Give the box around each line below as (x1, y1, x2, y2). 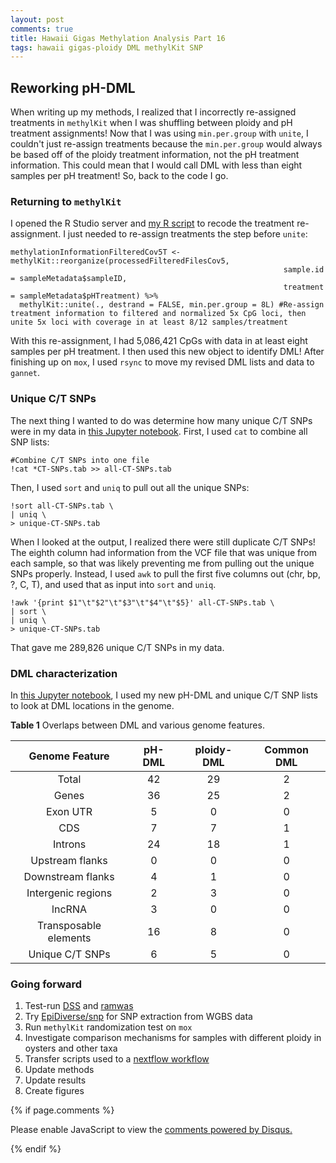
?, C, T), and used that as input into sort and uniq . (10, 578, 217, 590)
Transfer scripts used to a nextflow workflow (24, 1053, 210, 1065)
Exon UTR (46, 804, 93, 818)
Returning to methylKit (10, 194, 122, 208)
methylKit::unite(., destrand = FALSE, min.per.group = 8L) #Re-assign (19, 300, 325, 310)
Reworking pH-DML (10, 79, 136, 96)
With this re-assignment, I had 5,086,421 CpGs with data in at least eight (10, 335, 308, 347)
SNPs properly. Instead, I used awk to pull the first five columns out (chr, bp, (10, 567, 321, 580)
